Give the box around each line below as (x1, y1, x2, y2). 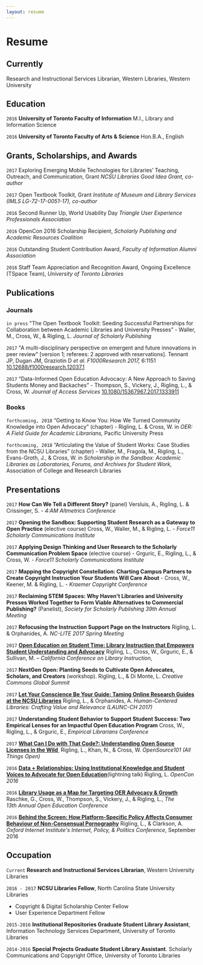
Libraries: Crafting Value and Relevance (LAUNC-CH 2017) (6, 704, 153, 711)
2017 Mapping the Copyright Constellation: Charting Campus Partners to (6, 568, 192, 575)
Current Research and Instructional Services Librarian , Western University (6, 866, 195, 874)
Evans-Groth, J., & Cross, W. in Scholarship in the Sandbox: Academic (6, 454, 181, 461)
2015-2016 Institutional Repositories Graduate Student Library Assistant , (6, 920, 190, 928)
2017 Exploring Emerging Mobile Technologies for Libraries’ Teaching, (6, 167, 180, 174)
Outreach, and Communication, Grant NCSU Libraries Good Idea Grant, (6, 173, 184, 180)
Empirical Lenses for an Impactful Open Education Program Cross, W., (6, 722, 185, 729)
